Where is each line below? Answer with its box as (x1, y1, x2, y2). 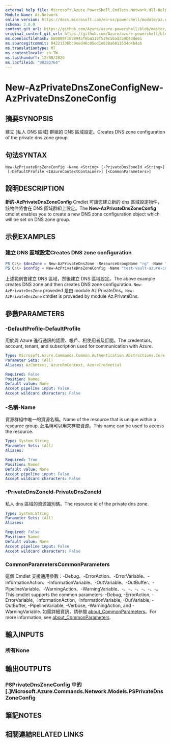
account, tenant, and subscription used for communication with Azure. (5, 343, 153, 349)
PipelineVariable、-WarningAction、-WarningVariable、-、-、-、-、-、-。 (5, 585, 161, 592)
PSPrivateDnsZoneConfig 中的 (5, 681, 82, 688)
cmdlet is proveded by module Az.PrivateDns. (43, 293, 139, 299)
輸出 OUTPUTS (5, 664, 52, 673)
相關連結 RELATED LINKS (5, 730, 84, 739)
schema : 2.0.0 (5, 21, 36, 27)
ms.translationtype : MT (5, 46, 56, 51)
